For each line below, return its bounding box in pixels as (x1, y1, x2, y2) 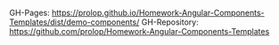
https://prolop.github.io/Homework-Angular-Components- (52, 8, 265, 18)
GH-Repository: (141, 17, 199, 27)
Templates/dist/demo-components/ (9, 17, 140, 27)
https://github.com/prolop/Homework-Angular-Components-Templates (9, 26, 270, 36)
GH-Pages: (9, 8, 51, 18)
